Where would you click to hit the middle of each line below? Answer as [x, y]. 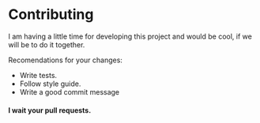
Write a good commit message [70, 91]
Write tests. [38, 75]
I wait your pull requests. [50, 110]
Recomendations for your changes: [65, 60]
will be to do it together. [47, 44]
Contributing [51, 15]
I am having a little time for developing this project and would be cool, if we [130, 36]
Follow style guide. [50, 84]
